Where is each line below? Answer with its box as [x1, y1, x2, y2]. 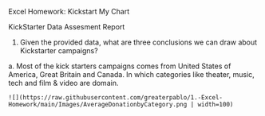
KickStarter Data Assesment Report [8, 22, 125, 31]
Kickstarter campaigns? [19, 46, 98, 55]
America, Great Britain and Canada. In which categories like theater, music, [8, 70, 255, 79]
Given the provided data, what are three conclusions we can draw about [19, 37, 258, 47]
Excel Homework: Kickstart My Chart [8, 7, 130, 16]
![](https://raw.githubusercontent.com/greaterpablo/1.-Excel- [8, 94, 223, 102]
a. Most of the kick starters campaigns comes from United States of [8, 61, 231, 71]
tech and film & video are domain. [8, 79, 119, 87]
